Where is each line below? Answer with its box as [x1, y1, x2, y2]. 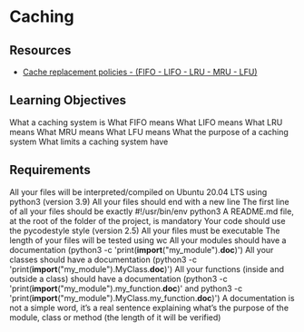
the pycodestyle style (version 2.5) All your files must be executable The [9, 225, 280, 236]
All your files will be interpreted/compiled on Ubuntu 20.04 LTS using [9, 186, 268, 197]
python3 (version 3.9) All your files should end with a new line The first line [9, 196, 290, 207]
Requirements [9, 162, 91, 178]
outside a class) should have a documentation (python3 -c [9, 273, 229, 284]
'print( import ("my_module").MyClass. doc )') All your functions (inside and [9, 263, 284, 274]
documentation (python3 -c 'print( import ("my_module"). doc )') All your [9, 244, 274, 255]
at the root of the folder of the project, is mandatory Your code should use [9, 215, 286, 226]
